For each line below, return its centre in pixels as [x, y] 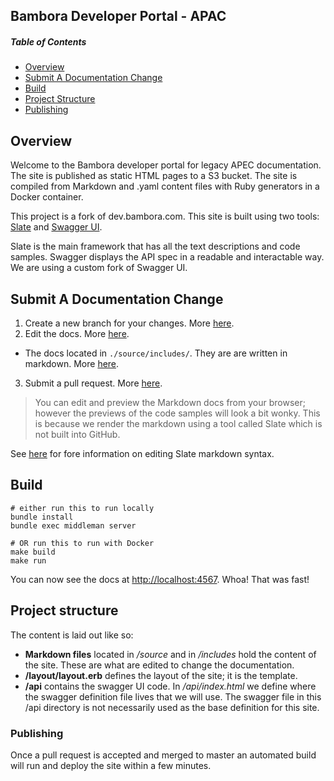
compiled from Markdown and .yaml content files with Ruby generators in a [165, 186]
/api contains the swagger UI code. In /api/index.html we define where [170, 686]
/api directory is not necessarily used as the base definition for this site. [172, 707]
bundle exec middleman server [73, 525]
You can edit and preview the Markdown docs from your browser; [170, 402]
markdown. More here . [72, 363]
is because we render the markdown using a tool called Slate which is [178, 423]
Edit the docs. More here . [77, 333]
